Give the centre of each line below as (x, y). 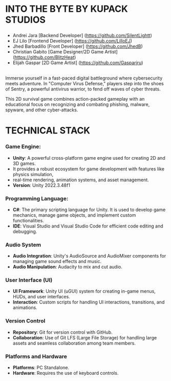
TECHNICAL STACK (48, 131)
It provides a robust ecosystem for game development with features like (89, 169)
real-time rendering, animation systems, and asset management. (81, 180)
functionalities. (28, 220)
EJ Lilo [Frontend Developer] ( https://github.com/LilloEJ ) (72, 41)
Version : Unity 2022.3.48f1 (41, 185)
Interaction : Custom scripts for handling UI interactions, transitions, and (89, 302)
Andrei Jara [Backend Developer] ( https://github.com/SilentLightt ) (82, 35)
